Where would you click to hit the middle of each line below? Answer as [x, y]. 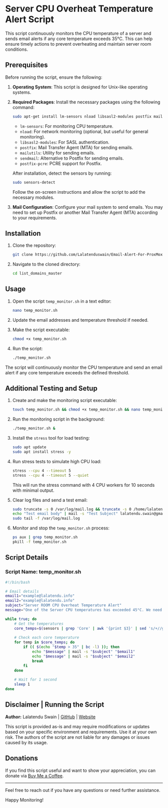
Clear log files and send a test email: [50, 500]
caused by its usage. [26, 742]
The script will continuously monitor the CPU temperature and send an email [84, 367]
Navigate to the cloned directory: [46, 264]
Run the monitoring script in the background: [58, 419]
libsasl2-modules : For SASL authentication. [64, 142]
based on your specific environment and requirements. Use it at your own [81, 732]
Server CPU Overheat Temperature [79, 9]
